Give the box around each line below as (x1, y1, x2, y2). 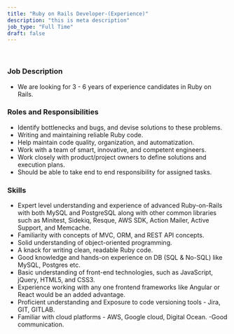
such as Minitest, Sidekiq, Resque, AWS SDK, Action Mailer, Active (17, 216, 209, 225)
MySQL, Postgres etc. (17, 260, 81, 270)
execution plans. (17, 160, 65, 169)
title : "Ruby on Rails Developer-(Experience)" (7, 10, 149, 18)
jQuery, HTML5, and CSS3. (17, 276, 96, 284)
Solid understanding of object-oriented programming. (17, 239, 172, 247)
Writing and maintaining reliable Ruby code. (17, 130, 144, 139)
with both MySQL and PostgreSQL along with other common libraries (17, 209, 217, 217)
